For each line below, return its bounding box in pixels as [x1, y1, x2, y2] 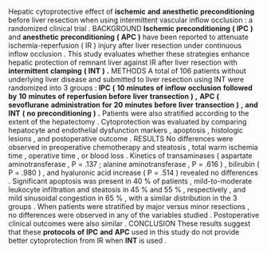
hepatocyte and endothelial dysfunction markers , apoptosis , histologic [8, 125, 244, 135]
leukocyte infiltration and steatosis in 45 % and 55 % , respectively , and [8, 185, 246, 194]
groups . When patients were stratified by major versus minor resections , [8, 202, 249, 211]
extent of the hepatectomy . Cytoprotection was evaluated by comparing [8, 117, 247, 126]
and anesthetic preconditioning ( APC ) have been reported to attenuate [8, 32, 249, 42]
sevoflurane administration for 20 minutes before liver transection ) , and [8, 100, 258, 109]
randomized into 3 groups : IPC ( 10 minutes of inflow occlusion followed [8, 83, 253, 93]
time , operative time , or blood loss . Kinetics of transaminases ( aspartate [8, 151, 253, 160]
